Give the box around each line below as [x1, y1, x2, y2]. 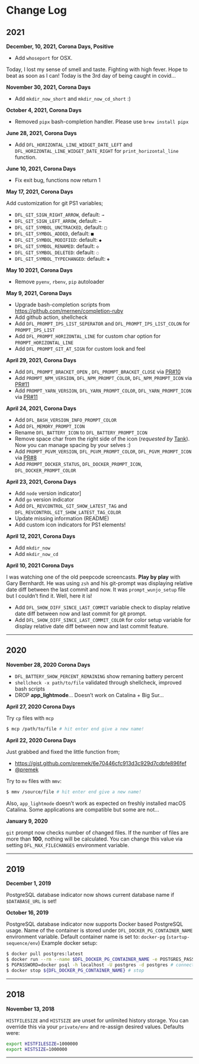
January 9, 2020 [6, 817, 49, 825]
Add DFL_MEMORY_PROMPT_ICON [14, 423, 85, 430]
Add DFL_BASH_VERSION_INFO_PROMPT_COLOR [14, 416, 117, 423]
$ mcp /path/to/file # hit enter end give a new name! [6, 726, 145, 732]
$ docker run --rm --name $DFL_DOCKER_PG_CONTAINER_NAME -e [6, 957, 158, 963]
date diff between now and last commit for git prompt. [14, 610, 147, 617]
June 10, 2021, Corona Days [6, 165, 76, 172]
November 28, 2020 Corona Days [6, 661, 91, 668]
